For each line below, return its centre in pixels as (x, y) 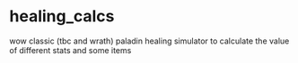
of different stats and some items (70, 50)
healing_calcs (62, 16)
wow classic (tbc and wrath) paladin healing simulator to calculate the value (149, 41)
